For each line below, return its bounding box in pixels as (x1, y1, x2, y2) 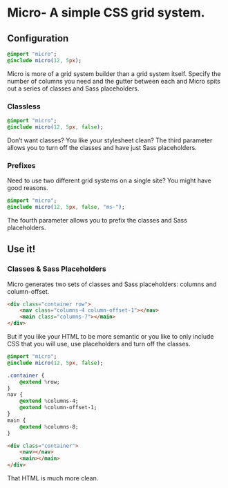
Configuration (7, 32, 69, 44)
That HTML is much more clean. (7, 474, 99, 482)
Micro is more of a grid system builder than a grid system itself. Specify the (7, 69, 221, 77)
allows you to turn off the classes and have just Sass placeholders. (7, 143, 197, 151)
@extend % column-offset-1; (19, 404, 97, 411)
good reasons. (7, 184, 48, 192)
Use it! (7, 243, 36, 255)
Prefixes (7, 160, 36, 170)
